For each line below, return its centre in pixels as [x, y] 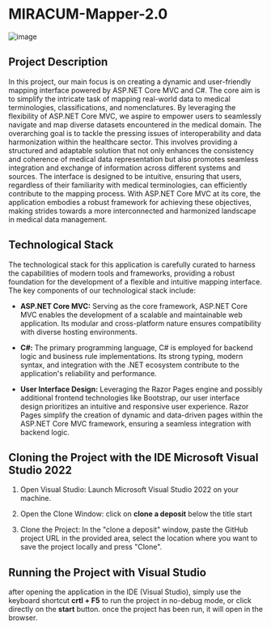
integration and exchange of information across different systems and [125, 168]
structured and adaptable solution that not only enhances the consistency [131, 150]
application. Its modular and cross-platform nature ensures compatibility [140, 323]
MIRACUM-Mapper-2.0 [88, 14]
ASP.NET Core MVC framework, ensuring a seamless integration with [135, 423]
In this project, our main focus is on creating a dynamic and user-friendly [130, 81]
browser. [23, 618]
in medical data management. [58, 219]
